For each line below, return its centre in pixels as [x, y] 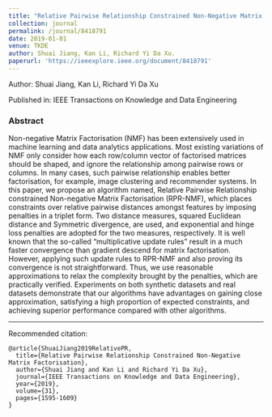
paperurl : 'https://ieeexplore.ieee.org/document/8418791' [110, 62]
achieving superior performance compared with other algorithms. [117, 311]
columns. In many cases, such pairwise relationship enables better [119, 173]
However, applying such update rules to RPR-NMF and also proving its [125, 259]
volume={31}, [38, 391]
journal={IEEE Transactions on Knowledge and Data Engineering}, [128, 377]
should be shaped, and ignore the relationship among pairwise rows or [126, 164]
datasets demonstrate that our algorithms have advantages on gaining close [136, 293]
